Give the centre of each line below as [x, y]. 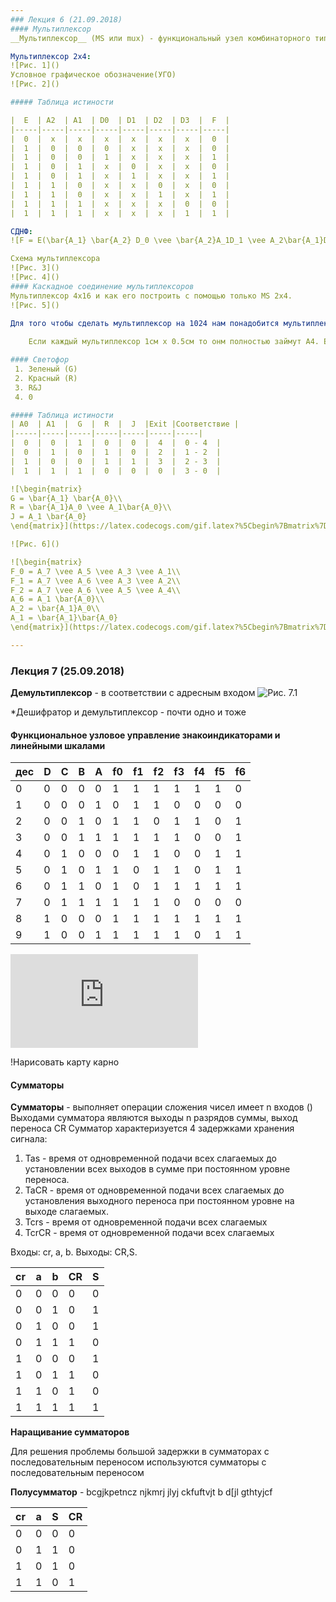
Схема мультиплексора [55, 259]
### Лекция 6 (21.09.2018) [66, 19]
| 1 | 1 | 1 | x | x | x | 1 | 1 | [120, 213]
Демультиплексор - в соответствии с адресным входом [133, 693]
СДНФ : [21, 231]
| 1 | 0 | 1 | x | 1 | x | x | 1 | [120, 176]
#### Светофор [40, 360]
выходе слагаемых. [67, 1212]
